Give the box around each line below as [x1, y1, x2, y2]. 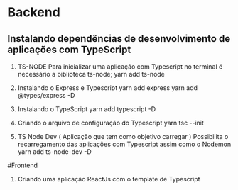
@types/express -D [17, 91, 75, 99]
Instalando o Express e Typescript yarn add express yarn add [17, 84, 198, 92]
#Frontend [7, 161, 38, 169]
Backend [7, 4, 60, 21]
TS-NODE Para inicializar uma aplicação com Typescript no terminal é [17, 62, 223, 71]
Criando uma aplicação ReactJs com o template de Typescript [17, 175, 200, 183]
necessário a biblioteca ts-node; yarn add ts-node [17, 70, 166, 78]
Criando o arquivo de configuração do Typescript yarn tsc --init [17, 118, 205, 127]
